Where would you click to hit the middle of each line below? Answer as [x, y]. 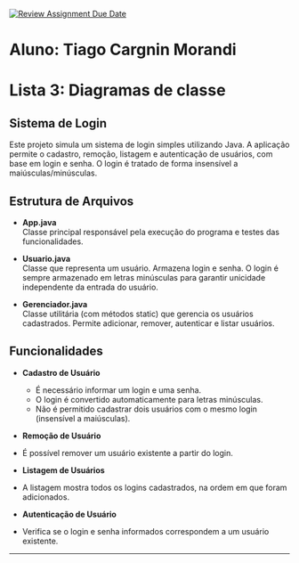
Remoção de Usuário [61, 436]
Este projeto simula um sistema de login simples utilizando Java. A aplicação [149, 145]
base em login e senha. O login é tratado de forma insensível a [124, 164]
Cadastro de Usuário [61, 372]
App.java [39, 222]
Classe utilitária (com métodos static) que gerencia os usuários [137, 314]
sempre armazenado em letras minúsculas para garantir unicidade [144, 277]
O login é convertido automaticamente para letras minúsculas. [149, 399]
